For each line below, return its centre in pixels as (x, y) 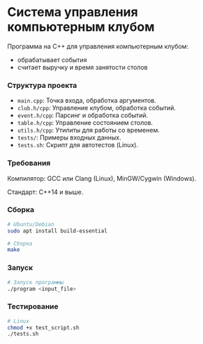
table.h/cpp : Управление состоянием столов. (85, 123)
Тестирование (33, 306)
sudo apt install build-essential (58, 231)
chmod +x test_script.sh (43, 328)
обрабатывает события (52, 59)
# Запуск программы (36, 282)
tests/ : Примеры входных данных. (69, 137)
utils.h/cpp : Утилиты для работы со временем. (89, 130)
